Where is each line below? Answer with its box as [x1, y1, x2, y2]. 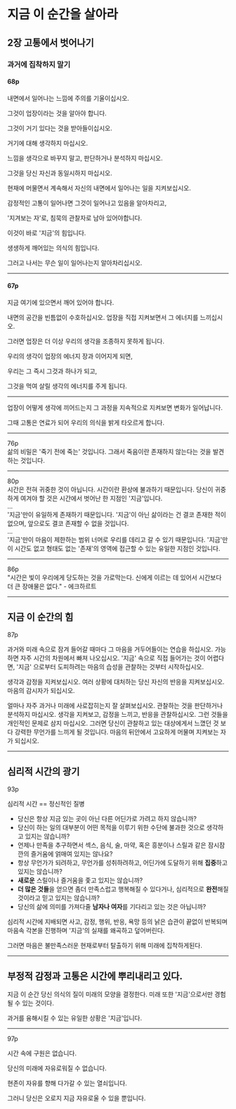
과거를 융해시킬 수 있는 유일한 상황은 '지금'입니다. [7, 1014, 143, 1022]
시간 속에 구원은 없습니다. [7, 1049, 77, 1058]
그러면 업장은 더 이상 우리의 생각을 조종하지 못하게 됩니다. [7, 337, 165, 345]
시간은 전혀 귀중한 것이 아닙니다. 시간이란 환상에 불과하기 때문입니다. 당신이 [7, 485, 214, 494]
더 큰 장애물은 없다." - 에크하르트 [7, 582, 97, 590]
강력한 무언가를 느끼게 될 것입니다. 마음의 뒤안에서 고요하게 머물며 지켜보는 [14, 727, 219, 736]
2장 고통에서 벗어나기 [7, 37, 95, 49]
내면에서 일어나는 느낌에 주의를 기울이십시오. [7, 94, 130, 102]
